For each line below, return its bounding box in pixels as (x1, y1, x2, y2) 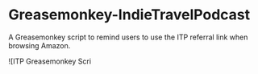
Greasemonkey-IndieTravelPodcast (8, 6, 251, 24)
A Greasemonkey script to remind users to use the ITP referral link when (8, 32, 248, 42)
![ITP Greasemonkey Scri (8, 56, 91, 66)
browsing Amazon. (8, 40, 71, 50)
